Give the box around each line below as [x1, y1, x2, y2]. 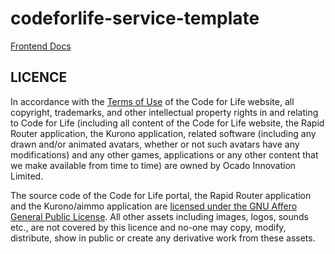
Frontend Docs [10, 40, 72, 52]
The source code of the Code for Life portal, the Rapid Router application [10, 189, 312, 201]
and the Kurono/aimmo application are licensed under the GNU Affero [10, 200, 298, 212]
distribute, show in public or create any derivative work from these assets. [10, 232, 316, 244]
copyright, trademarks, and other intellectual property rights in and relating [10, 106, 319, 118]
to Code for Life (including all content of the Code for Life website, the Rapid [10, 117, 325, 129]
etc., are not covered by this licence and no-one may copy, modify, [10, 221, 287, 233]
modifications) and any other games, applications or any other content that [10, 148, 319, 161]
